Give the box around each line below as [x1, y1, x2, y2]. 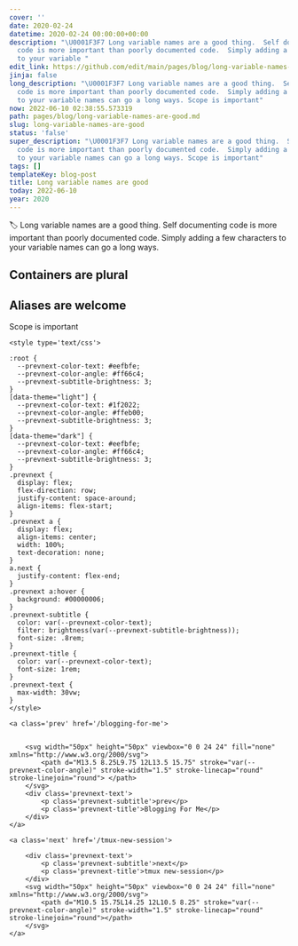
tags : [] [9, 162, 42, 171]
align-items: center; [17, 533, 98, 542]
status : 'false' [9, 129, 69, 138]
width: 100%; [17, 541, 66, 550]
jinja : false [9, 71, 58, 80]
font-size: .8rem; [17, 634, 86, 643]
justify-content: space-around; [17, 494, 137, 503]
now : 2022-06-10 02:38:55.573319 [9, 104, 133, 113]
